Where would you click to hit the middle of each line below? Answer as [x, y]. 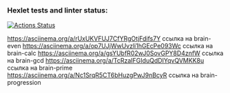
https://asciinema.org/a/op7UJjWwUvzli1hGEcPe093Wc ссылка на [118, 46]
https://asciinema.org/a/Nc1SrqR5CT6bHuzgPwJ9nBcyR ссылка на [103, 75]
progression [24, 83]
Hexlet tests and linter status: [57, 10]
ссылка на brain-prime [40, 68]
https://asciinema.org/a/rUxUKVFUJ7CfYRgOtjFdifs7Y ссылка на [100, 39]
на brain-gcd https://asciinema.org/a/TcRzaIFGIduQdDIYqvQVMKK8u [106, 61]
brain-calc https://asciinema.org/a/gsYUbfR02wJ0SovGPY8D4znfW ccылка [115, 53]
